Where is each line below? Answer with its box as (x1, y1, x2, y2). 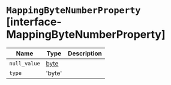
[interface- (6, 15, 62, 29)
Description (68, 49, 102, 58)
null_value (9, 60, 40, 67)
